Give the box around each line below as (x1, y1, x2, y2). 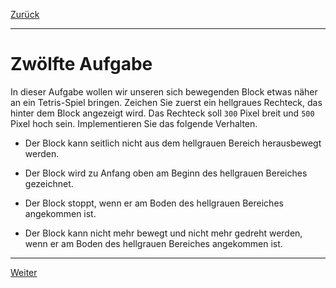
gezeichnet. (24, 177, 74, 189)
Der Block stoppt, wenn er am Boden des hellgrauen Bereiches (24, 197, 284, 209)
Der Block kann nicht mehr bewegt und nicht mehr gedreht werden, (24, 227, 303, 239)
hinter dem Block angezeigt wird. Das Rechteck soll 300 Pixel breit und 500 (10, 107, 315, 119)
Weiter (10, 266, 38, 278)
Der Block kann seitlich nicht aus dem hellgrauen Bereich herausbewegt (24, 137, 322, 149)
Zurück (10, 9, 40, 20)
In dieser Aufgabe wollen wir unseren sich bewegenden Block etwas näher (10, 85, 318, 98)
